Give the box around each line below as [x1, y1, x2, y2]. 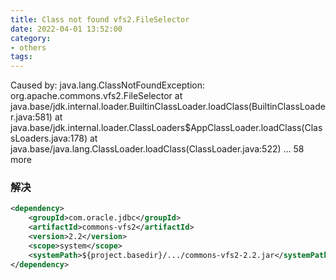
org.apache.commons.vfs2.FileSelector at [10, 90, 183, 102]
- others [10, 42, 47, 53]
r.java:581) [10, 111, 53, 123]
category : [10, 33, 52, 43]
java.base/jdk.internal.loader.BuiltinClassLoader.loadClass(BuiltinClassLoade [10, 101, 326, 113]
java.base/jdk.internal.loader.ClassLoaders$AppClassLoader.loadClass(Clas [10, 122, 323, 134]
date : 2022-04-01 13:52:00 [10, 24, 123, 34]
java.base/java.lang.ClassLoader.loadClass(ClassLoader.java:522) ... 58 [10, 143, 305, 155]
